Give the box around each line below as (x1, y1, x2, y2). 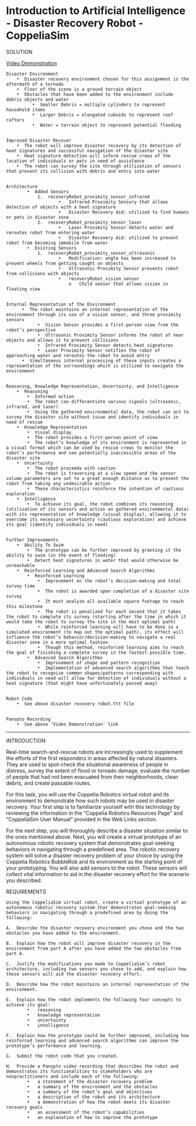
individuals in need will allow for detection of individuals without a (6, 675, 187, 681)
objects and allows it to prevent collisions (6, 337, 118, 343)
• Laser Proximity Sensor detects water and (58, 224, 174, 231)
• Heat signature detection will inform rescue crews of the (16, 153, 171, 159)
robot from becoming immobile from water (6, 240, 108, 246)
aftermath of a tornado (6, 81, 64, 87)
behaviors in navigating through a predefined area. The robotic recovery (6, 846, 180, 853)
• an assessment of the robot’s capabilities (27, 1109, 145, 1115)
